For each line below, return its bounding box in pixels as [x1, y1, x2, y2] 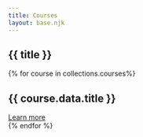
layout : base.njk [8, 19, 65, 27]
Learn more [8, 113, 46, 122]
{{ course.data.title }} [8, 91, 116, 105]
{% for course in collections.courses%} [8, 68, 136, 79]
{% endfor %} [8, 121, 53, 131]
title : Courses [8, 11, 58, 20]
